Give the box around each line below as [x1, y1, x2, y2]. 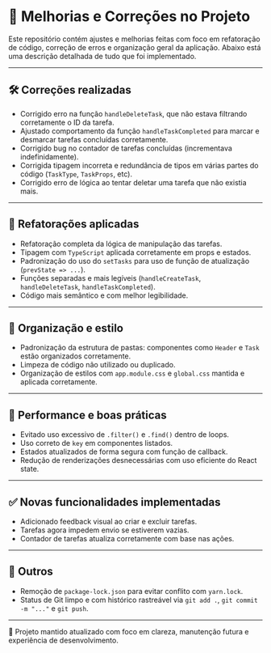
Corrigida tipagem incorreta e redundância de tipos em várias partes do [19, 160, 259, 170]
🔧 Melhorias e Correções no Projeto [8, 7, 251, 26]
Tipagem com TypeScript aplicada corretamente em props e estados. [19, 247, 252, 257]
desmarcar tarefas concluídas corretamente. [19, 134, 169, 144]
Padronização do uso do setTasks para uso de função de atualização [19, 256, 250, 265]
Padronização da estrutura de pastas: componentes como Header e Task [19, 343, 260, 353]
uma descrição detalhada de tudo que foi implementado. [8, 51, 197, 61]
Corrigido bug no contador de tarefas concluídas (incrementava [19, 143, 232, 153]
